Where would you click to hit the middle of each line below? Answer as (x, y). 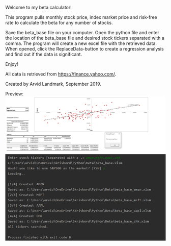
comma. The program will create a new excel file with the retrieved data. (81, 43)
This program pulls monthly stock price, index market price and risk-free (81, 17)
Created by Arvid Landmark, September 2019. (53, 84)
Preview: (15, 94)
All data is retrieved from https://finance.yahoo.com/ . (61, 74)
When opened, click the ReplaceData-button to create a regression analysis (84, 49)
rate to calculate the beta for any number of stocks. (59, 23)
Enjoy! (12, 64)
